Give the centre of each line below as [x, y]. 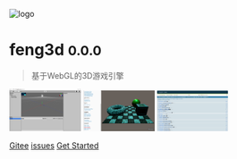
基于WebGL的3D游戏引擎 [77, 75]
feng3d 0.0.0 [55, 50]
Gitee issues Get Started [54, 145]
